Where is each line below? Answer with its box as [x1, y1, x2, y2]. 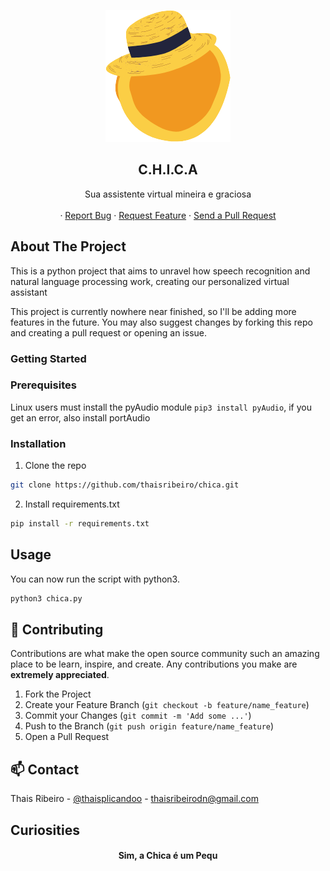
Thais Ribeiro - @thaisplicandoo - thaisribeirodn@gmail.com [10, 793, 259, 805]
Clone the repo [24, 460, 87, 472]
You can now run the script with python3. [10, 573, 180, 585]
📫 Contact [10, 761, 80, 778]
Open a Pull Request [24, 731, 110, 743]
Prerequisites [10, 378, 77, 392]
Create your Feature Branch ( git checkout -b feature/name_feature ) [24, 699, 310, 711]
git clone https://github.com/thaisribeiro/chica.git [10, 480, 240, 490]
